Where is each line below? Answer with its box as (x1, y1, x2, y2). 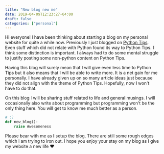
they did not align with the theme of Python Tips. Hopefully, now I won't (5, 80, 150, 86)
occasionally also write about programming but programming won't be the (5, 100, 155, 106)
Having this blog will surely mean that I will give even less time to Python (5, 65, 151, 71)
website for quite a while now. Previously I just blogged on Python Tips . (5, 40, 149, 46)
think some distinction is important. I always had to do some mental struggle (5, 50, 159, 56)
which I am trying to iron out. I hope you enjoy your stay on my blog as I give (5, 138, 159, 144)
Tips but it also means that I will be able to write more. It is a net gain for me (5, 70, 158, 76)
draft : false (5, 16, 32, 21)
